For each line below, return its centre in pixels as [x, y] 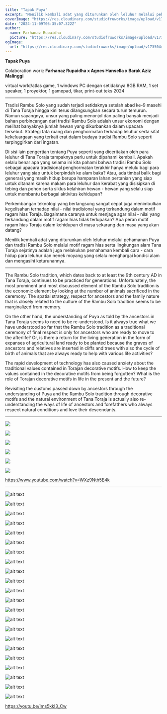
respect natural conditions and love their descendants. [61, 409]
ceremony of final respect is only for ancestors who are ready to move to [80, 332]
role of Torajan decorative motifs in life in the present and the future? [76, 379]
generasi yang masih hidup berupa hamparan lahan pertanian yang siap [79, 178]
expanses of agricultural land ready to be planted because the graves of [79, 343]
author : [13, 28]
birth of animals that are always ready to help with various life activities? [79, 353]
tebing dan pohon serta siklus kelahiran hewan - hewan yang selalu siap [79, 188]
